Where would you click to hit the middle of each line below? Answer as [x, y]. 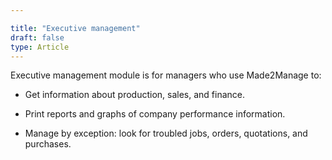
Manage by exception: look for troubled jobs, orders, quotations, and [166, 133]
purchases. [48, 144]
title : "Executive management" [75, 28]
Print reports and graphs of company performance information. [155, 114]
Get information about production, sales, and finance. [134, 95]
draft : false [37, 37]
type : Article [40, 47]
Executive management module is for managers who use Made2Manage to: [166, 75]
